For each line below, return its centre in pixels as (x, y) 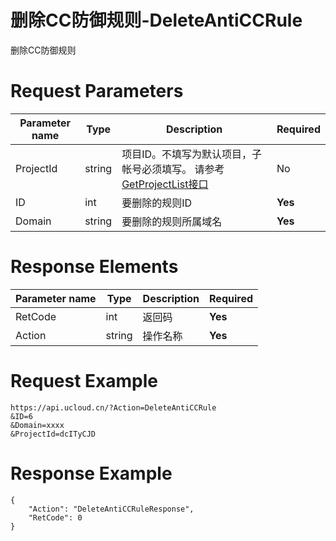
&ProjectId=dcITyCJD (53, 434)
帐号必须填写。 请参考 (173, 169)
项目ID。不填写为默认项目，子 (192, 154)
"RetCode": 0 (55, 517)
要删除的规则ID (157, 203)
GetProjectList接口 (165, 184)
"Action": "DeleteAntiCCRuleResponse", (111, 509)
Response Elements (94, 267)
